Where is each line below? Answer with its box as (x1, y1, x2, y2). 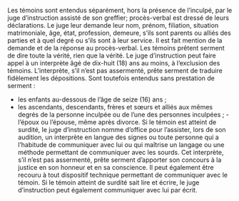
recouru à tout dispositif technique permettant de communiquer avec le (17, 170, 228, 179)
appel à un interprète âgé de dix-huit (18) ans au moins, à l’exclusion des (7, 59, 220, 67)
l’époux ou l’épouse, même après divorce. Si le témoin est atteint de (17, 118, 217, 126)
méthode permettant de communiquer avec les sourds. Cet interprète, (17, 148, 224, 156)
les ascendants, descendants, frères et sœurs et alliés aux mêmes (17, 103, 213, 111)
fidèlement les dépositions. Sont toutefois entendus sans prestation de (7, 74, 215, 82)
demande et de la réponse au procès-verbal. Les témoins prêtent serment (7, 44, 225, 52)
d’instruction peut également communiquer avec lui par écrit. (17, 186, 198, 194)
